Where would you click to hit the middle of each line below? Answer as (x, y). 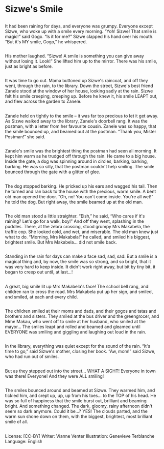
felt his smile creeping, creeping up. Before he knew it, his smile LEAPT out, (81, 96)
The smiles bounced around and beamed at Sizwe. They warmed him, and (80, 390)
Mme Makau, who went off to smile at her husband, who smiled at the (75, 322)
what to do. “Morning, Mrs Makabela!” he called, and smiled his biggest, (78, 237)
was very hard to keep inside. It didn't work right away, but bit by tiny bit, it (80, 267)
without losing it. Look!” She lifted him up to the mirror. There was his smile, (81, 61)
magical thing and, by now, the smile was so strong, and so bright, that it (78, 262)
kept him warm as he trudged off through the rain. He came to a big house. (81, 156)
